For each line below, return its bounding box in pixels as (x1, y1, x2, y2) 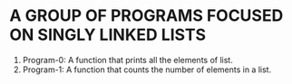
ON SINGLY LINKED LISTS (9, 24, 207, 45)
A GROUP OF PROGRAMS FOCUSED (9, 5, 284, 26)
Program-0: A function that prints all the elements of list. (22, 54, 233, 65)
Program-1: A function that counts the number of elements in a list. (22, 64, 272, 75)
